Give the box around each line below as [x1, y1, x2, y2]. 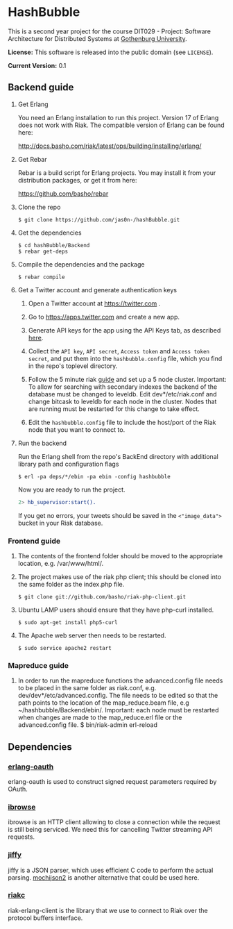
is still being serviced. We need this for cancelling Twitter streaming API [8, 826, 213, 834]
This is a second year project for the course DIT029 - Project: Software [8, 27, 211, 35]
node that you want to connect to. [28, 425, 126, 434]
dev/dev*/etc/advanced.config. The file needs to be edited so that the [17, 692, 218, 700]
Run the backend [17, 439, 67, 447]
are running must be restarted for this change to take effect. [28, 404, 200, 413]
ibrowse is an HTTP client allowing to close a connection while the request [8, 818, 221, 826]
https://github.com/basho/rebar [17, 189, 109, 198]
